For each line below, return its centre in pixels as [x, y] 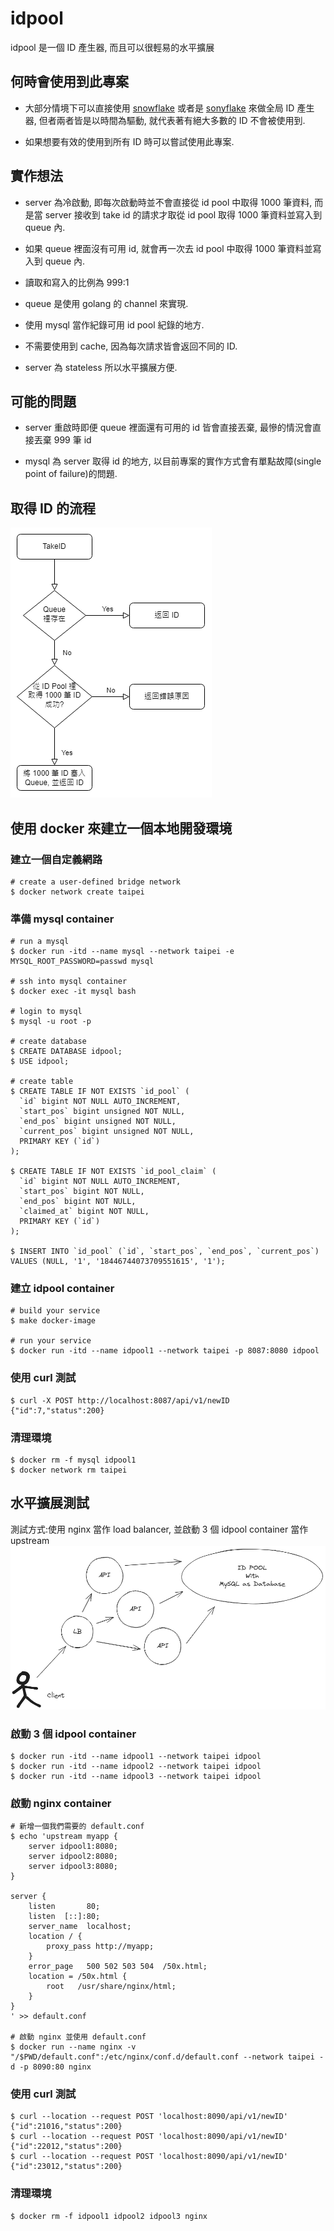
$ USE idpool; [40, 1062]
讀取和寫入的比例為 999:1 [77, 282]
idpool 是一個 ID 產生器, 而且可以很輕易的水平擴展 [112, 47]
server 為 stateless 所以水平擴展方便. [101, 367]
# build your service [55, 1311]
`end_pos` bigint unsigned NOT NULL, [98, 1122]
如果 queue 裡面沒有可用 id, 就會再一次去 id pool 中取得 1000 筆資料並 [168, 248]
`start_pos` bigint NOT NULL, [82, 1192]
